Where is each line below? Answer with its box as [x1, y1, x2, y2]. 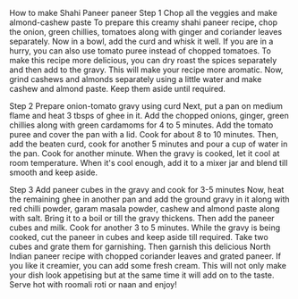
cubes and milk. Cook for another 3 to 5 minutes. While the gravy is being [9, 222, 281, 233]
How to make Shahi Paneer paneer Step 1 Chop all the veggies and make [9, 8, 277, 18]
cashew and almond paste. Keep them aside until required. [9, 84, 226, 94]
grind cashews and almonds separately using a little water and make [9, 74, 262, 84]
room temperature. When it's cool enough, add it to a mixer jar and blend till [9, 158, 288, 168]
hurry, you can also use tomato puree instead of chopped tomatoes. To [9, 46, 271, 56]
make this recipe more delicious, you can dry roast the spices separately [9, 55, 277, 65]
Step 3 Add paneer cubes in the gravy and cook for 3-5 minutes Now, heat [9, 185, 285, 195]
